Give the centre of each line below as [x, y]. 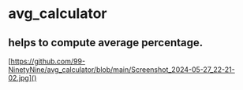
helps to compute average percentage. [106, 43]
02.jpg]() [22, 78]
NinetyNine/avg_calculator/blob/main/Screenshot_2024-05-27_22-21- [121, 70]
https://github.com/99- [48, 61]
